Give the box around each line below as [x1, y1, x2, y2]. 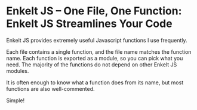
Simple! [6, 97, 25, 104]
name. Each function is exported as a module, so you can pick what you [6, 54, 183, 62]
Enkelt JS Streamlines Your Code [6, 17, 173, 30]
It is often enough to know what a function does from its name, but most [6, 79, 184, 86]
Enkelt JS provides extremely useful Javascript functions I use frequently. [6, 36, 187, 44]
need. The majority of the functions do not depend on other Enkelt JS [6, 61, 177, 68]
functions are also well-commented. [6, 85, 95, 92]
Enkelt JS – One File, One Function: [6, 4, 182, 18]
